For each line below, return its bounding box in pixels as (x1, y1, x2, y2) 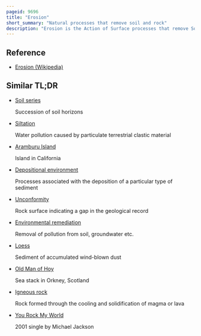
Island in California (14, 154, 61, 161)
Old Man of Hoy (14, 265, 54, 272)
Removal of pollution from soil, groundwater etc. (14, 230, 134, 237)
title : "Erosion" (6, 14, 50, 20)
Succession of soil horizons (14, 108, 84, 115)
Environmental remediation (14, 219, 81, 226)
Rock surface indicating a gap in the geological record (14, 207, 148, 214)
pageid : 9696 (6, 8, 39, 15)
